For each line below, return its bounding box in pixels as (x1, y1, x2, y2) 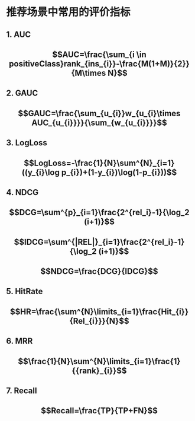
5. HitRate (6, 286, 43, 296)
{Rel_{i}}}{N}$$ (69, 315, 129, 326)
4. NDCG (6, 187, 39, 197)
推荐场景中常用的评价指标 (6, 5, 131, 19)
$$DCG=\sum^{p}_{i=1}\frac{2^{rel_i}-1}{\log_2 (9, 208, 190, 218)
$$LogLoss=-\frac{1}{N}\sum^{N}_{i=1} (24, 158, 175, 168)
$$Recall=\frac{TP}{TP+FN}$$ (41, 406, 158, 416)
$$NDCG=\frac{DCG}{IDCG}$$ (40, 266, 158, 276)
